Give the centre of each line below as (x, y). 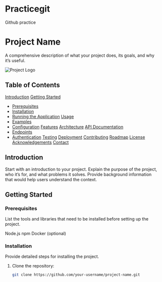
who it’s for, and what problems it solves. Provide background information (78, 174)
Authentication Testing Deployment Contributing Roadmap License (78, 137)
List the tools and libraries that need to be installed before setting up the (77, 219)
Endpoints (22, 132)
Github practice (21, 22)
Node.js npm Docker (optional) (36, 234)
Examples (22, 122)
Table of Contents (33, 85)
